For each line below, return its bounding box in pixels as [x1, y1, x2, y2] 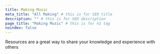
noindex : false [5, 26, 37, 30]
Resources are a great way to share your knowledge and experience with [5, 39, 156, 45]
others [5, 44, 19, 50]
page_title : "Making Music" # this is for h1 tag [5, 21, 111, 26]
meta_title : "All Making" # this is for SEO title [5, 12, 113, 17]
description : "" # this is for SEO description [5, 16, 106, 21]
